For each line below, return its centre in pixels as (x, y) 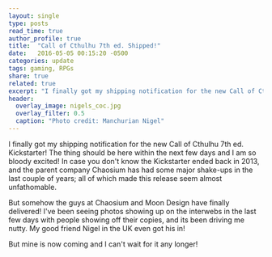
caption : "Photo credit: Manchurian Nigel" (90, 121)
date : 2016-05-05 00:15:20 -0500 (68, 53)
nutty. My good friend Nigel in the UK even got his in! (97, 228)
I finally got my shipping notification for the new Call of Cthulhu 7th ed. (126, 144)
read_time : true (36, 31)
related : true (32, 83)
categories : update (41, 61)
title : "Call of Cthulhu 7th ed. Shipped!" (85, 46)
